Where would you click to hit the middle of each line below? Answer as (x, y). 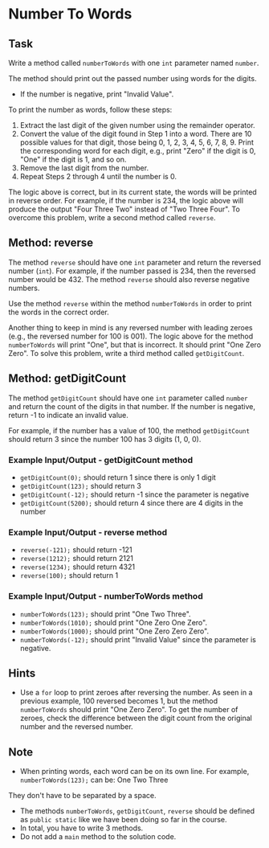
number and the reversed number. (77, 727)
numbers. (24, 288)
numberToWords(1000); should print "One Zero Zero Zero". (114, 631)
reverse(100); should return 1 (69, 576)
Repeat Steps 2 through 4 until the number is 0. (98, 176)
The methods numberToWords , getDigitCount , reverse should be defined (137, 811)
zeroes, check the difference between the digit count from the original (136, 718)
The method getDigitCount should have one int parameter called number (128, 398)
